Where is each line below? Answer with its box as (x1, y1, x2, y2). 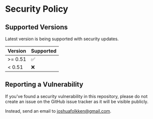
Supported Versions (5, 23, 68, 31)
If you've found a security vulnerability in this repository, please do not (5, 93, 148, 99)
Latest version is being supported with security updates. (5, 36, 119, 42)
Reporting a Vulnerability (5, 80, 83, 89)
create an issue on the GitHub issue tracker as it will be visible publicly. (5, 98, 149, 104)
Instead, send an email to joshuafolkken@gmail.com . (5, 108, 112, 114)
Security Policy (5, 3, 69, 15)
